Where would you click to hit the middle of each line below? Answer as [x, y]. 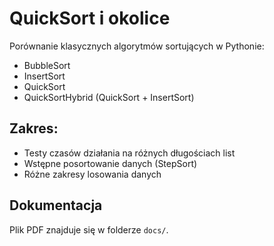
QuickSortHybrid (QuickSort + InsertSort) [109, 97]
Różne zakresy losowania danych [92, 174]
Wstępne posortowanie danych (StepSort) [110, 163]
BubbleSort [47, 65]
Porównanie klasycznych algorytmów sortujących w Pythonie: [137, 46]
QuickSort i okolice [90, 18]
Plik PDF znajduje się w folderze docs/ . [89, 229]
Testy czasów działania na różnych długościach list [129, 153]
